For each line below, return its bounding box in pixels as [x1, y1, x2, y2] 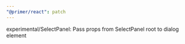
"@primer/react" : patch [6, 8, 66, 15]
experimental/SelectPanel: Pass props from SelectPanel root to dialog [6, 25, 179, 33]
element [6, 31, 27, 39]
